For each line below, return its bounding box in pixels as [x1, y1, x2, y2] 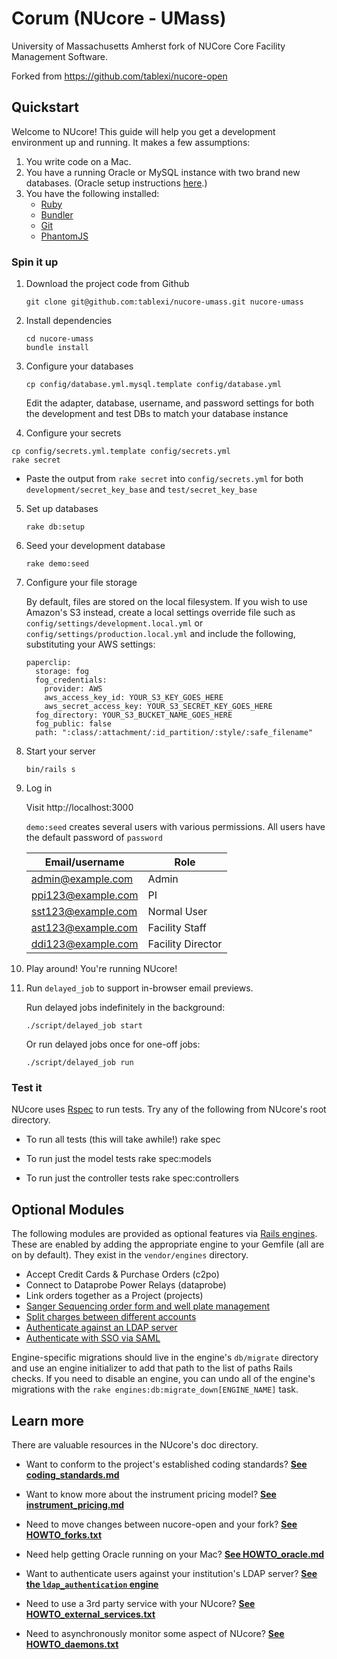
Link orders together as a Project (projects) [25, 1290, 204, 1302]
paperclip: [25, 658, 72, 668]
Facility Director [147, 937, 223, 951]
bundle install [25, 343, 90, 353]
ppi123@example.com [30, 888, 139, 902]
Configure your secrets [25, 427, 122, 439]
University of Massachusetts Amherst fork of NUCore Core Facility [11, 40, 286, 52]
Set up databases [25, 503, 99, 515]
